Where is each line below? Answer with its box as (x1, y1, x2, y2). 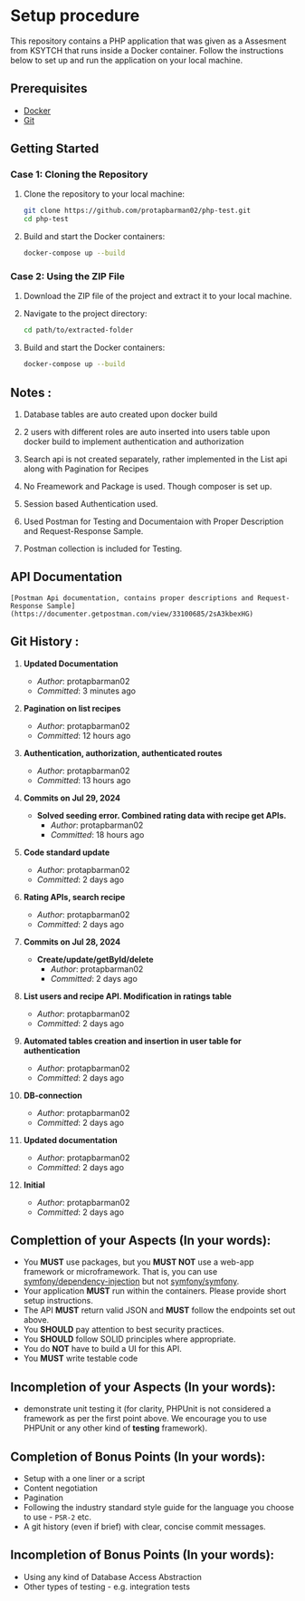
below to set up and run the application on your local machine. (10, 54, 243, 65)
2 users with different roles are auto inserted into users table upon (23, 426, 271, 437)
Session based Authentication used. (23, 498, 158, 509)
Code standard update (23, 847, 110, 858)
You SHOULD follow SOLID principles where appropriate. (23, 1334, 236, 1344)
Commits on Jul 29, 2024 (23, 792, 121, 803)
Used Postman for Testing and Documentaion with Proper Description (23, 516, 284, 527)
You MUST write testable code (23, 1353, 138, 1364)
